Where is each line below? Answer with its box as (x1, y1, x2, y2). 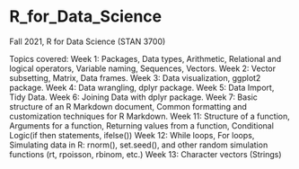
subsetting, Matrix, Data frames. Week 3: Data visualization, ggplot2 (9, 72, 261, 83)
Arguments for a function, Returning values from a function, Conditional (9, 120, 274, 131)
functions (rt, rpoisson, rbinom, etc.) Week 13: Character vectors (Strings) (9, 148, 282, 159)
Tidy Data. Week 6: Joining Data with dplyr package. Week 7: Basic (9, 92, 259, 102)
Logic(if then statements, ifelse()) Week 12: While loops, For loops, (9, 129, 255, 140)
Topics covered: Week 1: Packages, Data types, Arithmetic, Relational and (9, 53, 282, 64)
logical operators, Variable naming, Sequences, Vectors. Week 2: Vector (9, 63, 277, 74)
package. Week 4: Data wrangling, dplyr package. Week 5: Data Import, (9, 82, 275, 93)
